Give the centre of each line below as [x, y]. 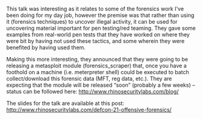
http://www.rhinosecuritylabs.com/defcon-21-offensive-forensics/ [89, 110]
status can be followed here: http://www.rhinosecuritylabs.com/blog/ [93, 91]
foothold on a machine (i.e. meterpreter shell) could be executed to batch [98, 72]
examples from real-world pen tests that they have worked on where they [98, 35]
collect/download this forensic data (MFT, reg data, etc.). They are [89, 79]
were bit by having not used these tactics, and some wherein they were [96, 41]
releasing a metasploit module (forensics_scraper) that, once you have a [96, 66]
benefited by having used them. [46, 47]
